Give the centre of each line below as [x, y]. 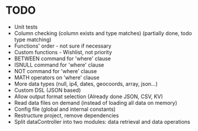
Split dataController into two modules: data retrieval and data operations [102, 121]
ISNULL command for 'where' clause [59, 65]
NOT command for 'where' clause [55, 71]
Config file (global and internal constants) [65, 109]
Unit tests [26, 27]
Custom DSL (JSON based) [47, 90]
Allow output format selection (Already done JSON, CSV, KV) [89, 96]
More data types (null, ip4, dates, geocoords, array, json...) [86, 83]
